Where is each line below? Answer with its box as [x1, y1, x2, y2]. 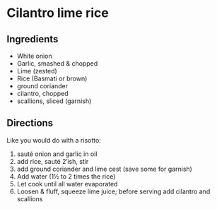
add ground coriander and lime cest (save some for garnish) [16, 165, 192, 173]
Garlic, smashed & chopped [16, 59, 98, 68]
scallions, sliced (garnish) [16, 97, 92, 105]
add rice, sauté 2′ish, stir [16, 157, 89, 165]
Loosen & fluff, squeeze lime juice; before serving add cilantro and [16, 187, 211, 196]
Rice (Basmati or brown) [16, 74, 88, 83]
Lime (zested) [16, 67, 57, 75]
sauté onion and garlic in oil [16, 150, 98, 158]
